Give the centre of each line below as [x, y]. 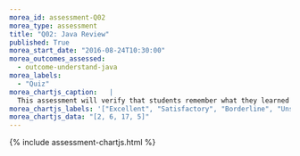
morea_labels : [36, 76]
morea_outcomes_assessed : [57, 59]
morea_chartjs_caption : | [62, 92]
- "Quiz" [33, 84]
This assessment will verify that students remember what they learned [154, 100]
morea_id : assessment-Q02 [57, 17]
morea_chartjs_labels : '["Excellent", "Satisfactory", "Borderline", [142, 109]
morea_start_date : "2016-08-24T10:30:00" [87, 51]
